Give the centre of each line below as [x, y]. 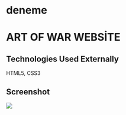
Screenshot [28, 92]
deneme [27, 10]
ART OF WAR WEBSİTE [63, 37]
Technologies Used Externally [63, 59]
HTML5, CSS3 [23, 73]
